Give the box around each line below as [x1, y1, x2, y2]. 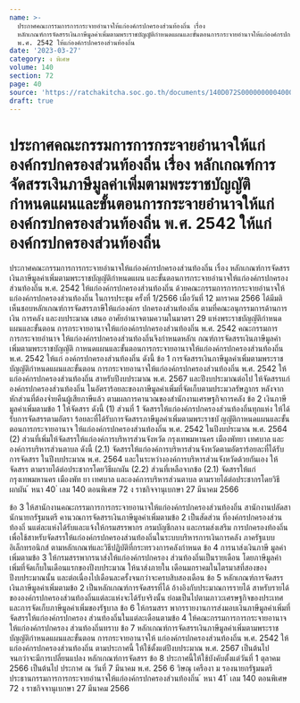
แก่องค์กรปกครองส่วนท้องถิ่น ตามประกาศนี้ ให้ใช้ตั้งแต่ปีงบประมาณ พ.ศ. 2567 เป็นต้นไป [9, 643, 270, 654]
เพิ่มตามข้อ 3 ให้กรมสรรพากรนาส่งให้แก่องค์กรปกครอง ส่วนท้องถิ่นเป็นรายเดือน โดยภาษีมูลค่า [9, 552, 282, 563]
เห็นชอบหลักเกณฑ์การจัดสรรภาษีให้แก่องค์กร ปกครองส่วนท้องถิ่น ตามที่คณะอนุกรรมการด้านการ [9, 303, 287, 314]
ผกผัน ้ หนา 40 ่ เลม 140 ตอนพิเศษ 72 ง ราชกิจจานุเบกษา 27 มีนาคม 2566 [9, 484, 239, 495]
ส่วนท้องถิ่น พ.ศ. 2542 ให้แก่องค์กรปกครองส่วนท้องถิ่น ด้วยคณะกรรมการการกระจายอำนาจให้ [9, 283, 286, 293]
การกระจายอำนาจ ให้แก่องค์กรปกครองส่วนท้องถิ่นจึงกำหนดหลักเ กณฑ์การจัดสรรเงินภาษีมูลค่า [9, 333, 281, 344]
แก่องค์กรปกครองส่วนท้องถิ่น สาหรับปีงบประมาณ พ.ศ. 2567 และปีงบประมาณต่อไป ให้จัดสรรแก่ [9, 373, 290, 385]
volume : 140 [9, 64, 54, 72]
